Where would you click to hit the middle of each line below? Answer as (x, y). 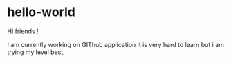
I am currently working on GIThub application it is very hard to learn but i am (116, 44)
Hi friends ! (23, 31)
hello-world (41, 12)
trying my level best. (36, 52)
